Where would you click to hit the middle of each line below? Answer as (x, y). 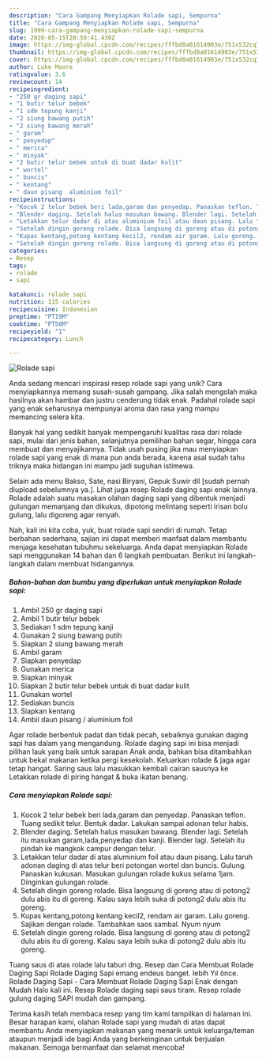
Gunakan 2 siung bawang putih (71, 636)
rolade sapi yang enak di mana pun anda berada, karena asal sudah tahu (127, 458)
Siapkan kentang (48, 711)
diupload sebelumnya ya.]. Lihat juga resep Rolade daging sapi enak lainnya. (133, 490)
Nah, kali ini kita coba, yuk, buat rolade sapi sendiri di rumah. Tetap (118, 530)
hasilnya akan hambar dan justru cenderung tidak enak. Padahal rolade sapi (132, 400)
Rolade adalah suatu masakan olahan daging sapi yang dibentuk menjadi (127, 498)
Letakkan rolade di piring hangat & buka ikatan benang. (99, 777)
